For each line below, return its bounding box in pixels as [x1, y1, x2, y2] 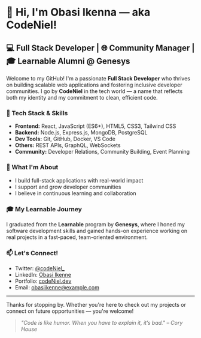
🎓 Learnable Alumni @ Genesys [6, 56, 130, 66]
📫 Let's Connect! [6, 249, 59, 257]
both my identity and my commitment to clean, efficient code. [6, 94, 158, 101]
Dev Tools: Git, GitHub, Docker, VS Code [14, 135, 115, 143]
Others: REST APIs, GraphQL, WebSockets [14, 142, 121, 149]
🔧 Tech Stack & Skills [6, 109, 68, 117]
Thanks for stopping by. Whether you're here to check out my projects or [6, 301, 187, 309]
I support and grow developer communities [14, 183, 121, 190]
